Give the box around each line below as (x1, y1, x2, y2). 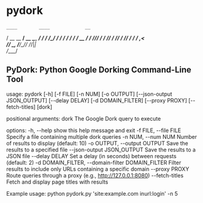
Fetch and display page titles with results (6, 178, 108, 185)
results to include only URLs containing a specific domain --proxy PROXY (6, 165, 190, 173)
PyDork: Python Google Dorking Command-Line (6, 65, 192, 75)
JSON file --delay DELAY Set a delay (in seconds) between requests (6, 152, 177, 159)
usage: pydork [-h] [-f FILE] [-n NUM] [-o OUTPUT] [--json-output (6, 90, 173, 98)
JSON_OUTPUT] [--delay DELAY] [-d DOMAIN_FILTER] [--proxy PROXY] (6, 96, 187, 104)
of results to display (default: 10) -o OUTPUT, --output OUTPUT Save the (6, 139, 188, 147)
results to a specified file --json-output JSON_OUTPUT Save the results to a (6, 146, 196, 153)
